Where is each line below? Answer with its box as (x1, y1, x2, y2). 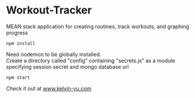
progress (6, 29, 28, 36)
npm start (6, 75, 31, 80)
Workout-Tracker (6, 4, 92, 17)
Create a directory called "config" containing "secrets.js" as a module (6, 57, 176, 64)
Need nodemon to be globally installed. (6, 50, 101, 58)
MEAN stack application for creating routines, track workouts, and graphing (6, 23, 190, 30)
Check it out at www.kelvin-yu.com (6, 85, 91, 92)
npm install (6, 40, 35, 46)
